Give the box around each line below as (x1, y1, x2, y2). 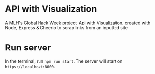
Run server (5, 42, 51, 53)
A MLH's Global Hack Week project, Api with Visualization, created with (5, 20, 151, 25)
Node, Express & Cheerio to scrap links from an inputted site (5, 25, 128, 30)
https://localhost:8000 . (5, 63, 55, 69)
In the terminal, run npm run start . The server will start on (5, 58, 123, 64)
